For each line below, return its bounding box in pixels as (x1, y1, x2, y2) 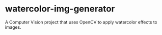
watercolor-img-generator (5, 3, 115, 14)
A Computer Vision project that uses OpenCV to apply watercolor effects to (5, 19, 158, 25)
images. (5, 24, 21, 30)
